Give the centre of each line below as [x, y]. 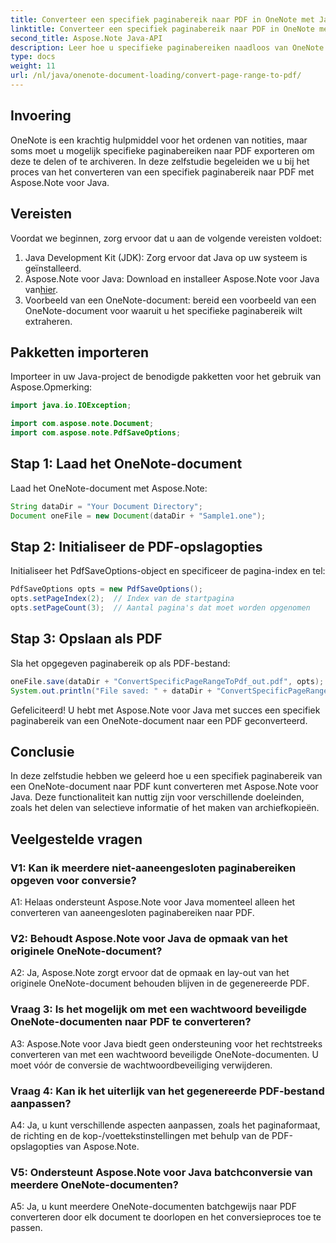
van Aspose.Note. [102, 1146]
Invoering [41, 116]
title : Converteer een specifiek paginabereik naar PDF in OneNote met [162, 19]
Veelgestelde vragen [76, 839]
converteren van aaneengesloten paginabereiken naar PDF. [132, 912]
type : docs [33, 57]
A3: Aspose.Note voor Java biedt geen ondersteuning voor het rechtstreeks [166, 1043]
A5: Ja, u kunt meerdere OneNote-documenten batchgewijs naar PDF [153, 1207]
